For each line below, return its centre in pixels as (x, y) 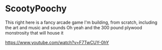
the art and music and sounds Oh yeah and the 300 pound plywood (74, 27)
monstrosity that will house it (34, 33)
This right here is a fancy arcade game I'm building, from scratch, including (81, 22)
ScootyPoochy (36, 9)
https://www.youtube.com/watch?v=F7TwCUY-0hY (57, 42)
